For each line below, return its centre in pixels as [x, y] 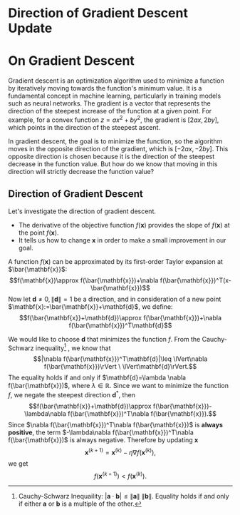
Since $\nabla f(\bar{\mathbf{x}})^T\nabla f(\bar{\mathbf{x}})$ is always [115, 424]
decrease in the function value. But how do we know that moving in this [113, 164]
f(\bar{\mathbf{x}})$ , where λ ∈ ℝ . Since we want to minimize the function [118, 386]
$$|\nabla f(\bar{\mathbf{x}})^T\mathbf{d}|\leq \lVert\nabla [120, 359]
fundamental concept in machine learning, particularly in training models [115, 96]
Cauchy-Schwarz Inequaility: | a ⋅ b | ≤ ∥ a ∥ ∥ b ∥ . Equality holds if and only [124, 496]
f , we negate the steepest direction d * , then [72, 394]
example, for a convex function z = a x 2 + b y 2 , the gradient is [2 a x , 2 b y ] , [114, 119]
